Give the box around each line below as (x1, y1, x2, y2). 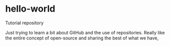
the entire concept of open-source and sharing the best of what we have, (5, 35, 159, 41)
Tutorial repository (5, 20, 44, 26)
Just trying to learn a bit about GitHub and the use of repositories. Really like (5, 29, 165, 35)
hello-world (5, 3, 56, 15)
